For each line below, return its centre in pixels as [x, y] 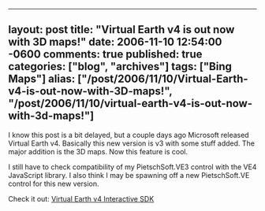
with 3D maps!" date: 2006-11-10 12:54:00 [115, 42]
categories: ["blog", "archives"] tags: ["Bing [120, 67]
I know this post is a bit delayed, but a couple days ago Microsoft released [129, 135]
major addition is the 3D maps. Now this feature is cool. [98, 151]
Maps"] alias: [42, 79]
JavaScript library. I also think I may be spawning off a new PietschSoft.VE [129, 175]
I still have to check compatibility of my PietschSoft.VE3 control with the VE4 [132, 167]
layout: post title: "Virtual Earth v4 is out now [121, 30]
